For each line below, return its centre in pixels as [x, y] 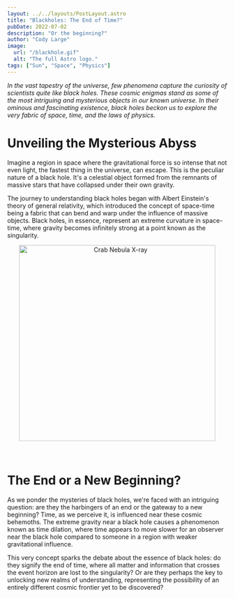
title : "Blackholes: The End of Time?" [65, 20]
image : [17, 46]
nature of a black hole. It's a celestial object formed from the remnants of [112, 177]
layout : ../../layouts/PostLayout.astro [67, 14]
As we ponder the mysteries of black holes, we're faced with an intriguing [113, 500]
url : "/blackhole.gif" [46, 53]
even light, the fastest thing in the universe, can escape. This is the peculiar [116, 170]
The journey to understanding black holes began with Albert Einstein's [108, 198]
